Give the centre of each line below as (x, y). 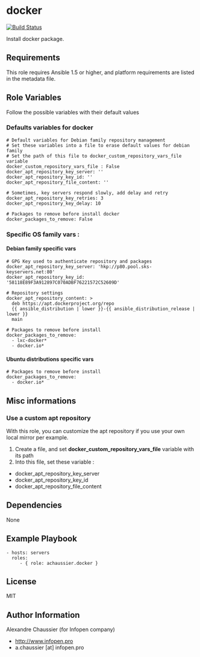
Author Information (43, 615)
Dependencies (34, 506)
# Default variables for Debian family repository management (86, 140)
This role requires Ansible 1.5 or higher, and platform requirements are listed (100, 72)
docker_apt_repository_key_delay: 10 (54, 203)
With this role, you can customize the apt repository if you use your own (95, 431)
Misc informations (41, 401)
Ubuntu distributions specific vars (50, 359)
